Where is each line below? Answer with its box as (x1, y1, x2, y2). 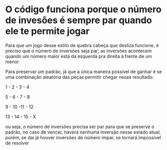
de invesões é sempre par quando (5, 14, 152, 26)
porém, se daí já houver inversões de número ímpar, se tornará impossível (5, 134, 161, 140)
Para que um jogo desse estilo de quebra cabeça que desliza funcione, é (5, 42, 159, 48)
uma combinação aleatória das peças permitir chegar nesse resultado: (5, 74, 154, 80)
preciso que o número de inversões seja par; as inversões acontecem (5, 48, 152, 54)
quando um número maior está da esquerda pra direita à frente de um (5, 53, 152, 59)
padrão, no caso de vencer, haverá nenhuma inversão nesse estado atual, (5, 129, 161, 135)
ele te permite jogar (5, 26, 90, 37)
